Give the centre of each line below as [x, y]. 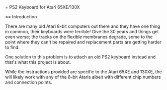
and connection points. [29, 82]
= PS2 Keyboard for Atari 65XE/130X [43, 7]
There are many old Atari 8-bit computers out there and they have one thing [83, 26]
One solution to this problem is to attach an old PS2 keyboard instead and [80, 57]
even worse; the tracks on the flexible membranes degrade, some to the [79, 37]
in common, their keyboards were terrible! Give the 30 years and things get [82, 31]
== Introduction [21, 17]
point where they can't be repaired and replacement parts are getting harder [83, 42]
